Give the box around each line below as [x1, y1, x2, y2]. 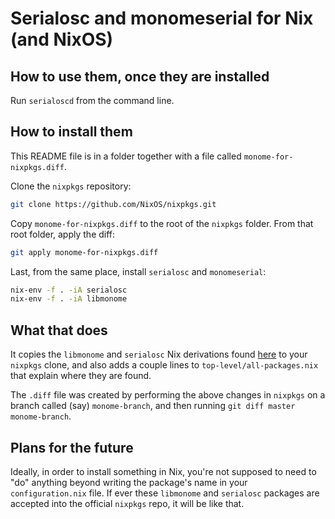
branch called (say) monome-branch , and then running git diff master [10, 400, 296, 412]
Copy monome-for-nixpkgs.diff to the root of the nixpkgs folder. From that [10, 217, 314, 229]
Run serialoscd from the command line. [10, 95, 175, 106]
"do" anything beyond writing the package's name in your [10, 476, 248, 488]
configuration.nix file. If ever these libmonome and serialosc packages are [10, 487, 320, 499]
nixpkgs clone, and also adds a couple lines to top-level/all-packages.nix [10, 359, 319, 371]
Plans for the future [10, 439, 134, 456]
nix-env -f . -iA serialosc [10, 285, 128, 295]
